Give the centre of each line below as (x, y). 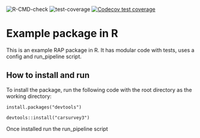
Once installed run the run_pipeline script (57, 128)
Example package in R (62, 34)
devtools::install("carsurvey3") (48, 118)
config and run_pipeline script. (44, 56)
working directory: (29, 96)
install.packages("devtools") (44, 107)
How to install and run (48, 75)
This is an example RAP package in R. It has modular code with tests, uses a (100, 50)
